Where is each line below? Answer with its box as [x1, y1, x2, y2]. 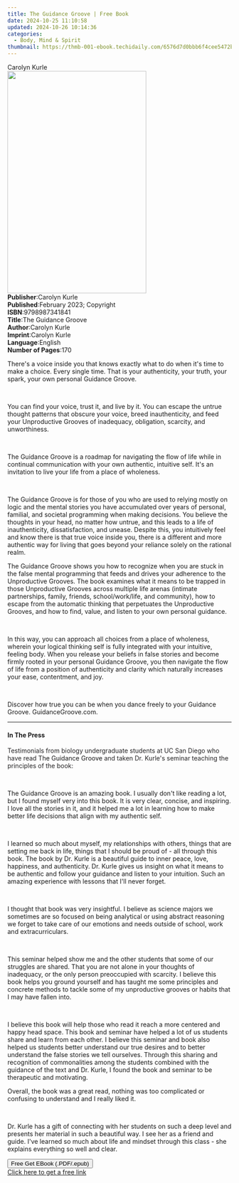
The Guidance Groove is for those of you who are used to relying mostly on [7, 495, 228, 504]
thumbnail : [7, 43, 40, 51]
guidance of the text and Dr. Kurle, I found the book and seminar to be [7, 1066, 213, 1074]
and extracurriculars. [7, 928, 69, 936]
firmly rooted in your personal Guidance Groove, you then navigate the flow [7, 657, 229, 666]
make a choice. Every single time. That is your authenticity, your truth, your [7, 367, 228, 376]
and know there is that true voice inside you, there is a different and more [7, 533, 223, 541]
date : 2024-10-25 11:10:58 [7, 17, 87, 24]
